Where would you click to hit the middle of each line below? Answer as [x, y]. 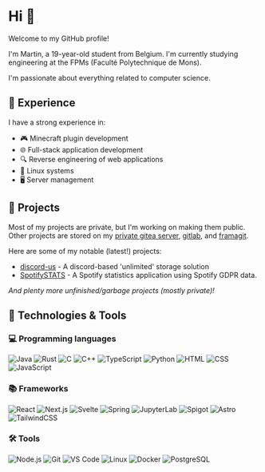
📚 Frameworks [39, 389]
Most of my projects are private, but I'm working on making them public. [127, 227]
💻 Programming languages [62, 339]
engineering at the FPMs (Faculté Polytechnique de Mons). [105, 62]
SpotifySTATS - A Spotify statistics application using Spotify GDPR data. [138, 275]
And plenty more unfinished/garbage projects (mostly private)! [112, 290]
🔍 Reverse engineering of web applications [91, 159]
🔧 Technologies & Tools [67, 315]
